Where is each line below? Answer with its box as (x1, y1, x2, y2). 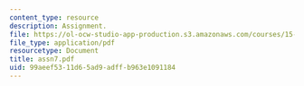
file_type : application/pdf (9, 38, 116, 47)
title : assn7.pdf (9, 55, 75, 64)
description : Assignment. (9, 21, 107, 30)
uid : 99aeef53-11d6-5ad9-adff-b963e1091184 (9, 64, 176, 73)
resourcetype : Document (9, 47, 100, 56)
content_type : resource (9, 13, 100, 22)
